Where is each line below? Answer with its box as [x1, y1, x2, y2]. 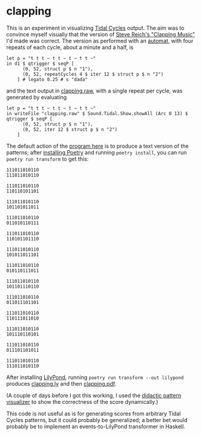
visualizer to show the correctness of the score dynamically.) [6, 398, 159, 405]
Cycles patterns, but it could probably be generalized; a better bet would [6, 416, 188, 423]
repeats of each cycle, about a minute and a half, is [6, 44, 134, 51]
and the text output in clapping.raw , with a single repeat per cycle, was [6, 87, 183, 94]
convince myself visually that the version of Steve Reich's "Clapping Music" [6, 30, 196, 38]
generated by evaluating [6, 93, 67, 101]
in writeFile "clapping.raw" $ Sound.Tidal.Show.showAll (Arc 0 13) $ [6, 110, 188, 116]
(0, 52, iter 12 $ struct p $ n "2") [22, 126, 118, 133]
